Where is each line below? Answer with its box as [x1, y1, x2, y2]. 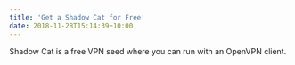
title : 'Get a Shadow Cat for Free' [9, 12, 145, 22]
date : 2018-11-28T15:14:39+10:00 [9, 21, 134, 30]
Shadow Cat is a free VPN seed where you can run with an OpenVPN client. [9, 45, 287, 56]
